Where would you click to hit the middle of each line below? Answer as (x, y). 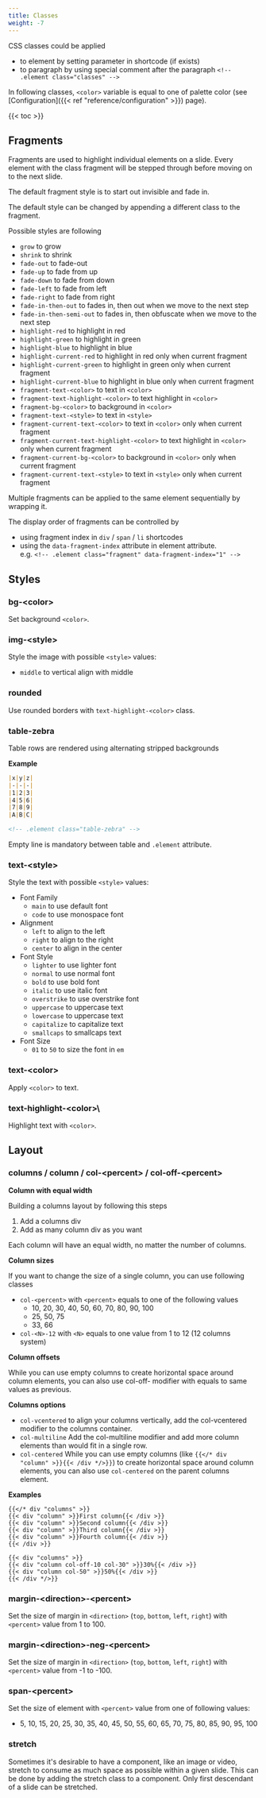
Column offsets (35, 1357)
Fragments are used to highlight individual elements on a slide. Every (121, 160)
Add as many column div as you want (81, 1229)
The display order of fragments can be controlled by (94, 522)
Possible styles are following (55, 231)
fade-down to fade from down (67, 280)
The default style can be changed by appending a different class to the (124, 207)
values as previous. (40, 1389)
